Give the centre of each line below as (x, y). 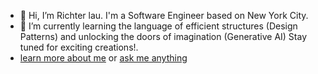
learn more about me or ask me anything (103, 58)
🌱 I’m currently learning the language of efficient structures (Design (158, 26)
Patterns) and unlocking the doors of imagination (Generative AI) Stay (163, 36)
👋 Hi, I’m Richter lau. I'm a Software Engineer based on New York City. (164, 15)
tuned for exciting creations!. (79, 47)
